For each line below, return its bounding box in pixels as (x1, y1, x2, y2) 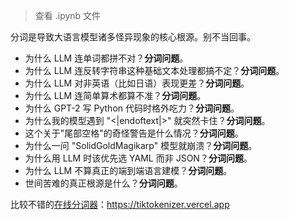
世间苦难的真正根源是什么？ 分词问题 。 (24, 177, 183, 189)
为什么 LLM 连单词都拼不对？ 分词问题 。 (24, 52, 189, 64)
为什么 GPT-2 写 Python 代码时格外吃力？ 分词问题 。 (24, 102, 240, 114)
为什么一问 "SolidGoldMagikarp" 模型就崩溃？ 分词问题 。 (24, 140, 258, 151)
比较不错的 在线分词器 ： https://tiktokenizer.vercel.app (10, 199, 230, 210)
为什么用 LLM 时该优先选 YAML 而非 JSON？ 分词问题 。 (24, 152, 253, 164)
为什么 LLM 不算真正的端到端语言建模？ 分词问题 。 (24, 165, 233, 176)
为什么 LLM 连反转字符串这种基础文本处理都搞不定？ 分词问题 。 (24, 65, 285, 76)
